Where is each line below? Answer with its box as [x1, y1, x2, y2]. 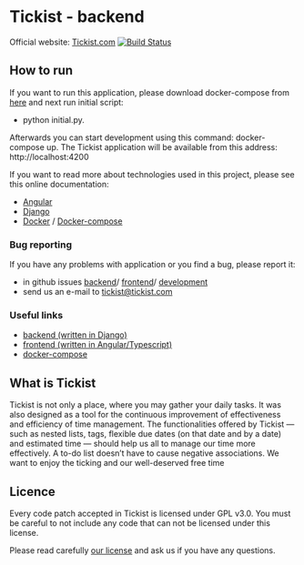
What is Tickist [9, 375, 96, 390]
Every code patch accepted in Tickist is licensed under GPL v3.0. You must [9, 508, 291, 519]
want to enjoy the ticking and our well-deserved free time [9, 458, 225, 469]
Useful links [9, 308, 64, 321]
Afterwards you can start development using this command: [9, 132, 234, 143]
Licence [9, 484, 56, 499]
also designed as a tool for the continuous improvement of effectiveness [9, 409, 281, 420]
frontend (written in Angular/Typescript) [22, 339, 173, 350]
